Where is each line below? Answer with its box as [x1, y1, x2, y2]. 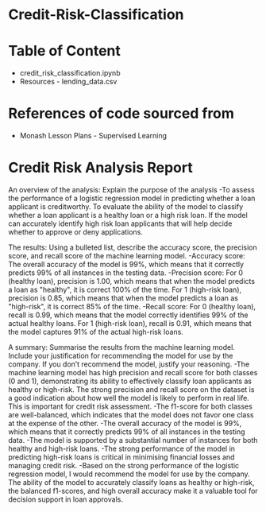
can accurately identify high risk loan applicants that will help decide [8, 219, 233, 228]
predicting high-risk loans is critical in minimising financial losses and [8, 452, 235, 462]
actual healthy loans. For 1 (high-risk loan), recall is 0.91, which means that [8, 319, 252, 328]
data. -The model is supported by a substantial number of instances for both [8, 436, 258, 444]
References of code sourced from [8, 105, 234, 122]
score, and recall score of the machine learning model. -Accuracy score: [8, 251, 245, 260]
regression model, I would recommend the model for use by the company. [8, 469, 250, 479]
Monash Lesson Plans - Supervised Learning [19, 131, 168, 141]
